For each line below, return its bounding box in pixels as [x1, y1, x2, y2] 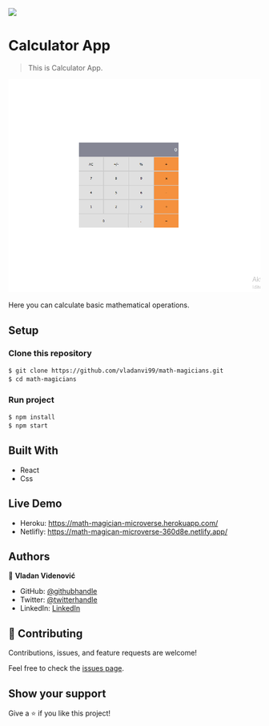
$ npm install [8, 413, 56, 422]
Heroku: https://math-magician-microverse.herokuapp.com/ [19, 518, 219, 527]
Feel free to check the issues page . [8, 664, 124, 673]
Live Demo [8, 497, 62, 511]
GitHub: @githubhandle [19, 587, 98, 596]
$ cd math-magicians [8, 375, 78, 383]
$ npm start [8, 422, 48, 430]
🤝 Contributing [8, 627, 83, 640]
